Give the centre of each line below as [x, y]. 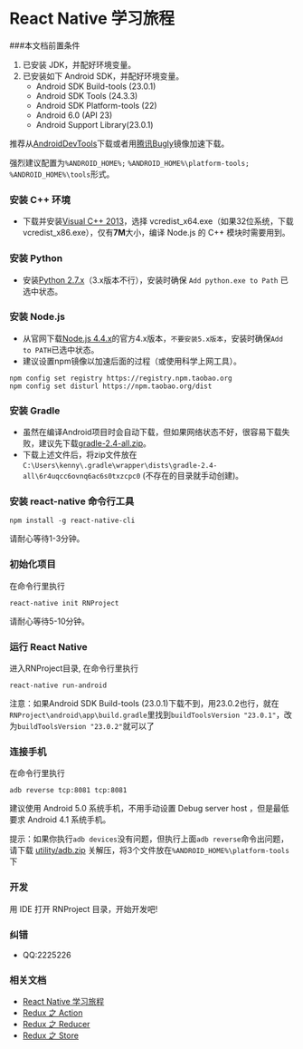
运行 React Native [48, 646]
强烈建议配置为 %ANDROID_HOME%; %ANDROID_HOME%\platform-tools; [130, 162]
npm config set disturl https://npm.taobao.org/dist [111, 386]
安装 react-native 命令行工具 [72, 501]
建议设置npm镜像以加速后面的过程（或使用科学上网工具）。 [132, 361]
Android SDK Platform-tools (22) [96, 105]
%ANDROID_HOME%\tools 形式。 [62, 174]
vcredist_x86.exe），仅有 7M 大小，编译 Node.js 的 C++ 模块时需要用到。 [156, 233]
